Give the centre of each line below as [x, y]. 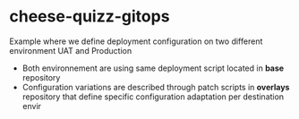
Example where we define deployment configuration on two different [136, 41]
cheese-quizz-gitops [90, 17]
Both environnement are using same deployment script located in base [153, 68]
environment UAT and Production [71, 50]
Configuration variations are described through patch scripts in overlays [156, 87]
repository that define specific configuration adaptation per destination [153, 97]
